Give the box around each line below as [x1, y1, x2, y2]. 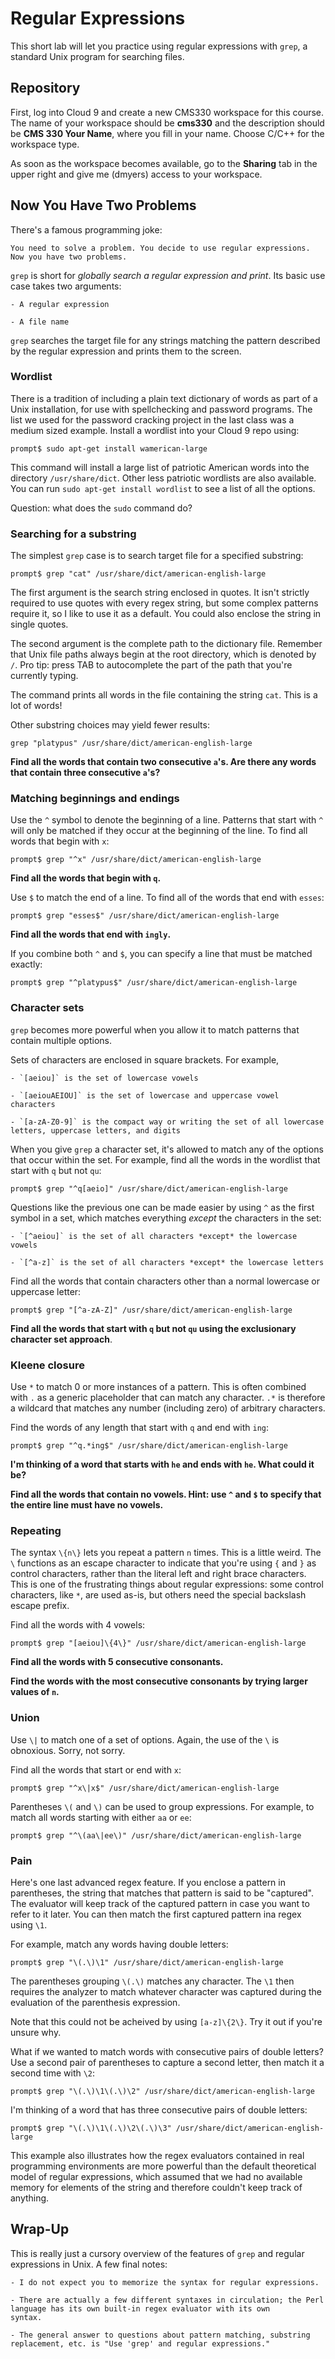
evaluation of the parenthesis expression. [10, 1996, 181, 2008]
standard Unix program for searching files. [10, 50, 185, 62]
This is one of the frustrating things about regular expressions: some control [10, 1578, 324, 1591]
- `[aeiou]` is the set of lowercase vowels [10, 1073, 199, 1083]
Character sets [10, 1001, 85, 1015]
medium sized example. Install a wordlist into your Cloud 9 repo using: [10, 424, 300, 436]
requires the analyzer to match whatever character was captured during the [10, 1985, 322, 1997]
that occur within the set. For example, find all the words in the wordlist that [10, 1153, 321, 1166]
